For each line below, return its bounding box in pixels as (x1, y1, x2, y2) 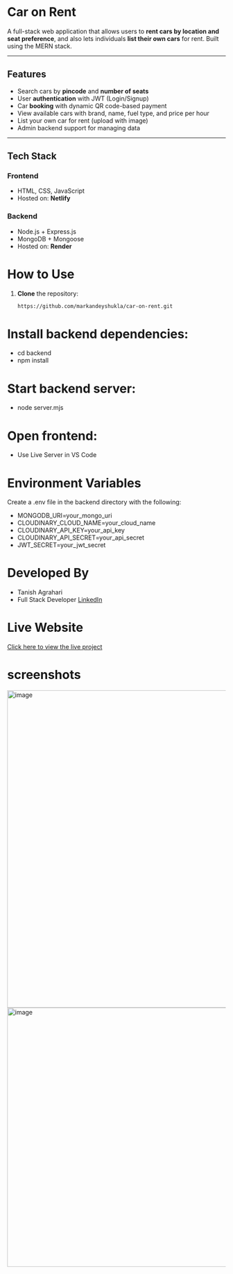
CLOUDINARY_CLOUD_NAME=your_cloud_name (17, 519, 156, 527)
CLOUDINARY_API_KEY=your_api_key (17, 526, 125, 535)
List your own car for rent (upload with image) (17, 116, 148, 125)
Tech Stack (7, 150, 57, 162)
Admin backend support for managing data (17, 123, 141, 132)
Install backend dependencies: (7, 326, 189, 342)
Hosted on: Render (17, 242, 72, 250)
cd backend (17, 349, 52, 357)
